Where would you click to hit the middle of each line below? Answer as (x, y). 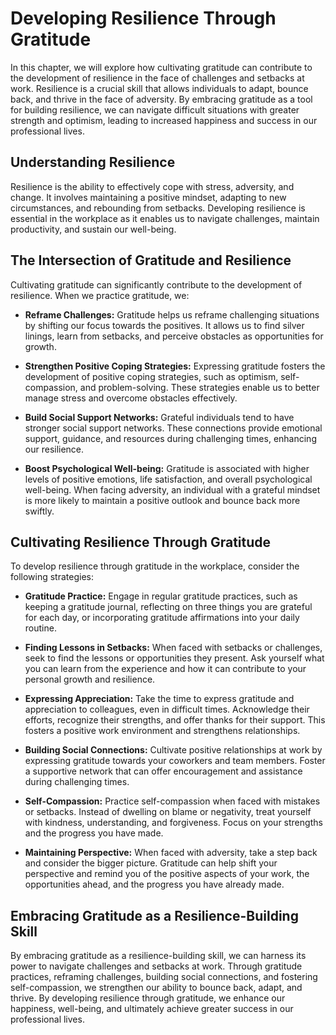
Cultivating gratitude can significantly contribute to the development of (156, 284)
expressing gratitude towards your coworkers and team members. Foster (175, 761)
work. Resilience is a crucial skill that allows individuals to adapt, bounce (159, 88)
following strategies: (52, 577)
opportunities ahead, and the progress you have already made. (154, 884)
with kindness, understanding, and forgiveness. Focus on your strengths (173, 823)
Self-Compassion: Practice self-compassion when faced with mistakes (172, 801)
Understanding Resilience (93, 162)
